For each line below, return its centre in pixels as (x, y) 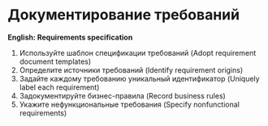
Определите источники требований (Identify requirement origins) (131, 69)
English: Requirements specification (70, 37)
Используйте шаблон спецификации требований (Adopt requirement (138, 52)
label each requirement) (59, 87)
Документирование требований (124, 15)
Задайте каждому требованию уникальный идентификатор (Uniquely (140, 78)
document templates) (55, 61)
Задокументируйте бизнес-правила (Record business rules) (123, 95)
